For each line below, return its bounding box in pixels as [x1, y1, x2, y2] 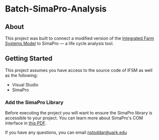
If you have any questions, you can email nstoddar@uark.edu [5, 129, 127, 136]
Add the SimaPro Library [5, 99, 64, 106]
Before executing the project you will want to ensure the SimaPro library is [5, 110, 153, 116]
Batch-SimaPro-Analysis [5, 3, 107, 14]
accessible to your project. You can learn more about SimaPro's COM [5, 115, 144, 121]
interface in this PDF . [5, 120, 47, 126]
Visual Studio [12, 82, 39, 87]
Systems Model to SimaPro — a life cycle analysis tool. [5, 41, 114, 46]
